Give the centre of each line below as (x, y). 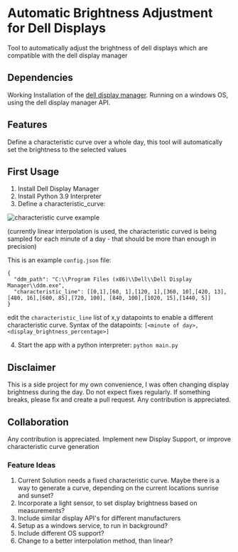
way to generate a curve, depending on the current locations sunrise (118, 488)
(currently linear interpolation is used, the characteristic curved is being (112, 232)
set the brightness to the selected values (67, 149)
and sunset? (36, 496)
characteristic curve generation (53, 447)
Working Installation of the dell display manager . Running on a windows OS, (118, 94)
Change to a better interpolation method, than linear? (95, 541)
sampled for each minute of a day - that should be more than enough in (112, 239)
